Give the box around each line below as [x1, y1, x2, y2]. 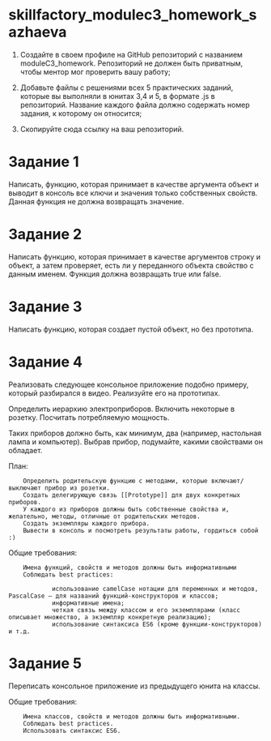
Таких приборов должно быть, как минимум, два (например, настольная [8, 428, 262, 438]
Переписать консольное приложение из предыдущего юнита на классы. [8, 681, 260, 691]
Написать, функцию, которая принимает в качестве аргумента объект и [8, 179, 259, 189]
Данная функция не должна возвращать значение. [8, 196, 184, 206]
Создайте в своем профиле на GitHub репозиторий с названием [19, 49, 243, 59]
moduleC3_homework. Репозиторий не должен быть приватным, [19, 58, 243, 68]
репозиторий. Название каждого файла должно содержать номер [19, 100, 250, 109]
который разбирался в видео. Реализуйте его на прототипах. [8, 388, 221, 398]
